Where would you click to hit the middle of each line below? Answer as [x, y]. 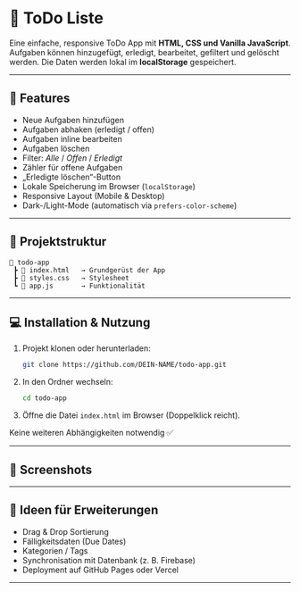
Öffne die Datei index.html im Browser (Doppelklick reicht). [131, 415]
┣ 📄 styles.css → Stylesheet [71, 278]
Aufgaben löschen [56, 148]
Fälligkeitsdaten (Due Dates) [74, 541]
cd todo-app [44, 398]
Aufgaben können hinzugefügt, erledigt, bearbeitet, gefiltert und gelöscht [144, 52]
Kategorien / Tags [55, 550]
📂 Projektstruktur [58, 242]
